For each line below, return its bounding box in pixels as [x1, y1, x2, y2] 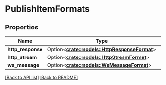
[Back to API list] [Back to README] [5, 75, 78, 80]
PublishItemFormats [5, 3, 90, 15]
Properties [5, 23, 39, 31]
